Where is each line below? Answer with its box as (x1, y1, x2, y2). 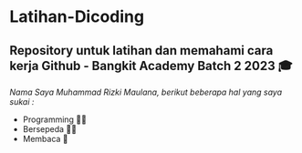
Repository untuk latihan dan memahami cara (9, 43, 274, 58)
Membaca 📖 (22, 134, 68, 144)
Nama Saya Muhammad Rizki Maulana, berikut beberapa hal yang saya (9, 87, 283, 97)
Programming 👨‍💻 (22, 114, 87, 125)
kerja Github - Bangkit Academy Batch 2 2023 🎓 (9, 57, 293, 74)
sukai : (9, 97, 35, 107)
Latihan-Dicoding (9, 6, 144, 27)
